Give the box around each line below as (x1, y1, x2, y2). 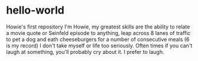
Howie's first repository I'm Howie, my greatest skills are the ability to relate (6, 23, 190, 30)
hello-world (6, 4, 65, 17)
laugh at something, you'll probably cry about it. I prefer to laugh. (6, 48, 164, 55)
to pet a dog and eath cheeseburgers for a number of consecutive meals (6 (6, 36, 190, 43)
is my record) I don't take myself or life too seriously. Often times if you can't (6, 42, 193, 49)
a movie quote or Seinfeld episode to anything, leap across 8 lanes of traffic (6, 29, 191, 36)
